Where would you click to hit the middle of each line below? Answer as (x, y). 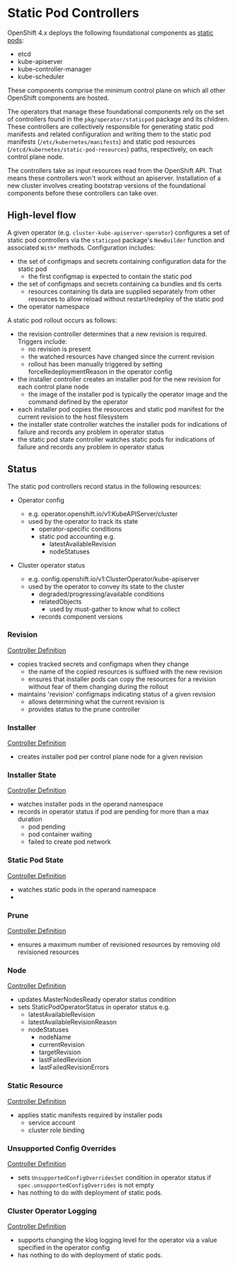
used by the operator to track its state (83, 521)
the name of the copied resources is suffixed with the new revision (125, 671)
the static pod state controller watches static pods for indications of (116, 439)
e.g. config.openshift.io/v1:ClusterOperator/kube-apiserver (114, 578)
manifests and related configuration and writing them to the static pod (109, 134)
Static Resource (35, 1086)
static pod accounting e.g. (77, 536)
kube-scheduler (41, 77)
